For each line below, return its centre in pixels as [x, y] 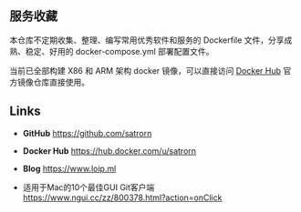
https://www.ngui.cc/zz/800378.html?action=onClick [122, 197]
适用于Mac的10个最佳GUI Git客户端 [88, 187]
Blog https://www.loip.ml [69, 168]
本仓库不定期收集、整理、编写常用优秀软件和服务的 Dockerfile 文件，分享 [147, 40]
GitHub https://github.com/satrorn [87, 133]
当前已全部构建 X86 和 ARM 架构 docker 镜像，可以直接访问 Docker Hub [145, 70]
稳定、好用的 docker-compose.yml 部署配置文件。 [119, 51]
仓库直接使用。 [61, 82]
